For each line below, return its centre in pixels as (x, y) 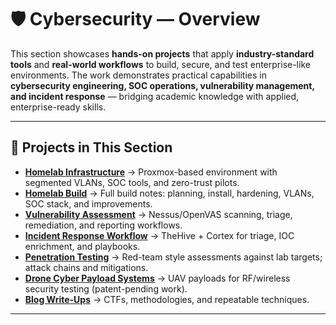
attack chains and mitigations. (86, 267)
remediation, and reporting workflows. (103, 225)
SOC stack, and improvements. (88, 203)
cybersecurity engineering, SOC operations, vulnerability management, (162, 85)
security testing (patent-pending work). (106, 288)
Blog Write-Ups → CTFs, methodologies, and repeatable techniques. (167, 299)
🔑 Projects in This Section (91, 147)
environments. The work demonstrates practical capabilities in (138, 75)
